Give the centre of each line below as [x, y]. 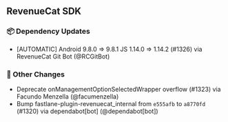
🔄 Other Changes [35, 74]
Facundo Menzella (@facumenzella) [68, 96]
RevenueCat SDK [44, 11]
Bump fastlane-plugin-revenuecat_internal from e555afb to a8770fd [111, 103]
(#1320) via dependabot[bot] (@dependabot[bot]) [87, 111]
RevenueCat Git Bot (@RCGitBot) [63, 56]
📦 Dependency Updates [48, 32]
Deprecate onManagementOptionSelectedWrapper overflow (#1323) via [118, 89]
